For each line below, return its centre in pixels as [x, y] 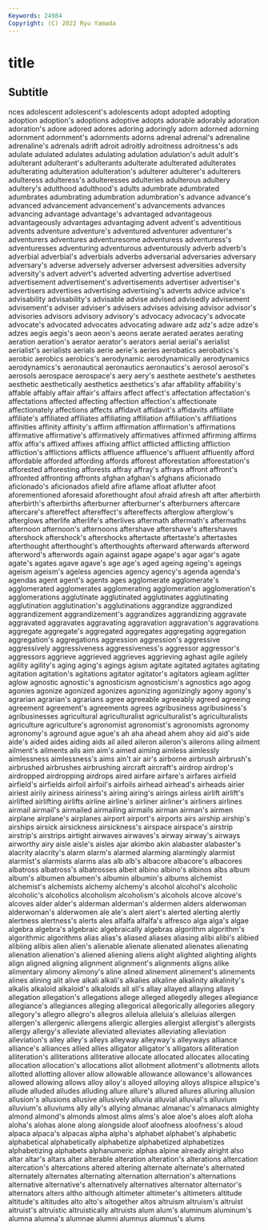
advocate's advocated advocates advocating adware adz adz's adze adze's [133, 325]
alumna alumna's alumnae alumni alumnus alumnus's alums [107, 1218]
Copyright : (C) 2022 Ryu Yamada [62, 23]
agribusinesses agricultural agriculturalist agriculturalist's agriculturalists [128, 716]
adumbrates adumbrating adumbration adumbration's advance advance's [130, 196]
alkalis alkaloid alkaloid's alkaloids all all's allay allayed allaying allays [122, 988]
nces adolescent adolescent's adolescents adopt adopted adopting [119, 111]
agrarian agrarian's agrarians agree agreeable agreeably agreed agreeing [129, 699]
